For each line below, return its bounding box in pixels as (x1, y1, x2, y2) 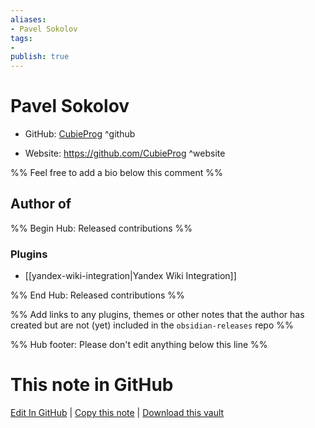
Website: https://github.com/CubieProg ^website (24, 147, 226, 160)
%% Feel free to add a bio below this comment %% (10, 167, 223, 179)
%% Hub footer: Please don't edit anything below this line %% (10, 339, 268, 351)
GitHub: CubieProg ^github (24, 128, 136, 140)
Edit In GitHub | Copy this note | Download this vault (10, 407, 225, 419)
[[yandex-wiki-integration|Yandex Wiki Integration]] (24, 270, 237, 282)
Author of (10, 196, 72, 213)
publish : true (10, 52, 70, 62)
